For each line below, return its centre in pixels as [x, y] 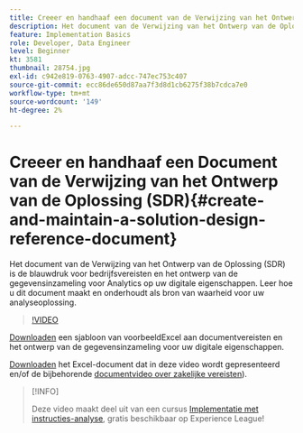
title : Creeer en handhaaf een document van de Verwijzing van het [139, 18]
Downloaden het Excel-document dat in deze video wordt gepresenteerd [145, 364]
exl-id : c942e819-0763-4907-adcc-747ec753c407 [98, 77]
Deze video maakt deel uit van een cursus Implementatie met [145, 409]
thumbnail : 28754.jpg [50, 69]
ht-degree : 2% [36, 110]
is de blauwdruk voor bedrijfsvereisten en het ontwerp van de [124, 274]
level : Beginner [40, 51]
